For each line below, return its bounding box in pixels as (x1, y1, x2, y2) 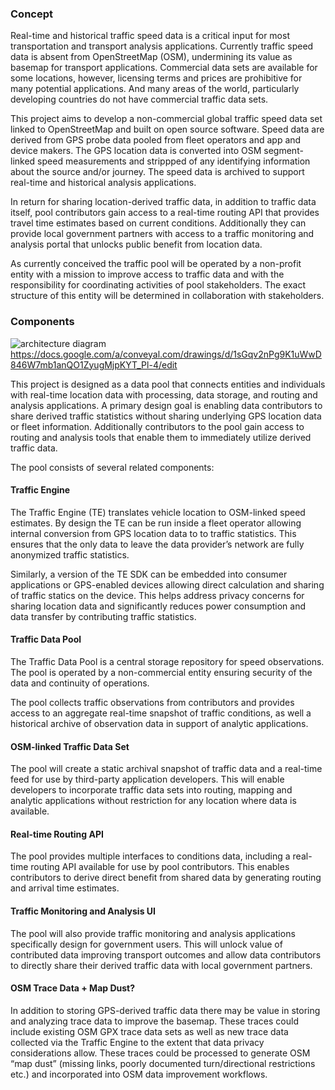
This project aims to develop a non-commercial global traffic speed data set (10, 113, 323, 125)
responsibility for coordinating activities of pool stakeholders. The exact (10, 279, 307, 291)
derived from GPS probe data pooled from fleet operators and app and (10, 134, 302, 146)
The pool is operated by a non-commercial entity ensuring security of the (10, 667, 313, 678)
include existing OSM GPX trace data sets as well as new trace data (10, 1025, 289, 1037)
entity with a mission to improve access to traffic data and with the (10, 268, 285, 281)
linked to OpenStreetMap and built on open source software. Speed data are (10, 123, 325, 136)
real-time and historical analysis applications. (10, 177, 197, 189)
